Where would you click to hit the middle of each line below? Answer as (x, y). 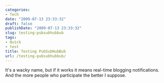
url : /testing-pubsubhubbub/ (36, 56)
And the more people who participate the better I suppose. (66, 76)
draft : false (19, 24)
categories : (18, 10)
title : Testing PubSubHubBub (36, 51)
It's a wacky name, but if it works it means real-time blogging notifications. (82, 70)
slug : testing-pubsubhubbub (35, 33)
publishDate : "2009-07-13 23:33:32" (43, 28)
